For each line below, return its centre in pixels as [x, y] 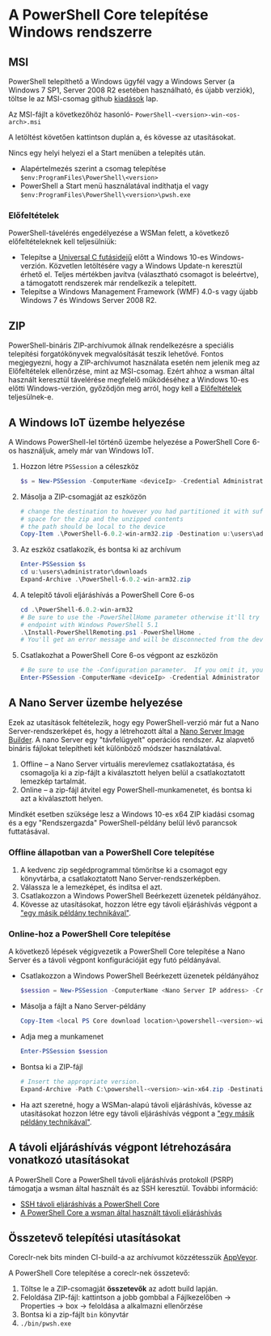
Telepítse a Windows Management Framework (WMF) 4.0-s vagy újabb [139, 292]
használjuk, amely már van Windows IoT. [86, 450]
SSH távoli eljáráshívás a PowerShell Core [90, 1204]
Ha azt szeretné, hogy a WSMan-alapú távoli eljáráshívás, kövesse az [136, 1104]
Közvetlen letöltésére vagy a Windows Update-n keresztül [146, 266]
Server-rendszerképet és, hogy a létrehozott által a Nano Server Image [127, 731]
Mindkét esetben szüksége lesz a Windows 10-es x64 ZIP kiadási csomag [131, 814]
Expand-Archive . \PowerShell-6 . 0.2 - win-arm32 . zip [106, 580]
